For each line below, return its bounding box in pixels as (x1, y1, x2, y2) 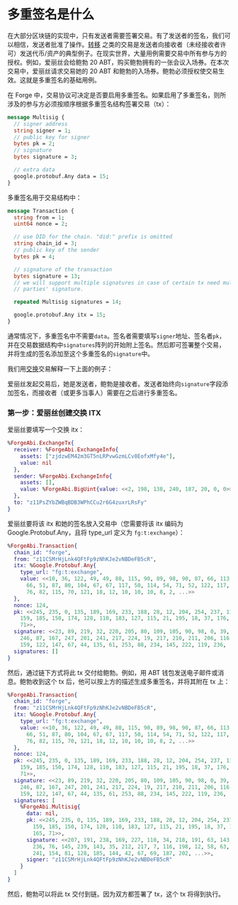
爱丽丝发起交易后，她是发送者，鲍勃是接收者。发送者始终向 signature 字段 (7, 379, 222, 388)
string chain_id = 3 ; (13, 240, 78, 247)
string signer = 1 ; (13, 127, 72, 134)
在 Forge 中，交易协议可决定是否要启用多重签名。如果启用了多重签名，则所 (7, 90, 227, 99)
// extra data (13, 166, 55, 174)
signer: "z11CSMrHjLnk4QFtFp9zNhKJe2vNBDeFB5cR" (25, 856, 173, 863)
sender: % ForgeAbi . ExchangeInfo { (13, 473, 113, 480)
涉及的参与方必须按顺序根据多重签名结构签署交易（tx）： (7, 99, 171, 108)
